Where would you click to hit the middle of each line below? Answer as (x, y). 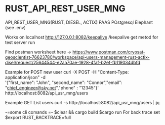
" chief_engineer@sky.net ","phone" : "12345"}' (52, 87)
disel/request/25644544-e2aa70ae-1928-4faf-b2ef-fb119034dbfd (73, 62)
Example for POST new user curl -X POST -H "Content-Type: (67, 72)
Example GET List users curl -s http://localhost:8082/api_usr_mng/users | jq (82, 102)
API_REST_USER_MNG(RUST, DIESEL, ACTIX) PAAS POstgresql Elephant (79, 22)
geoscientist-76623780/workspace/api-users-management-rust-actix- (77, 57)
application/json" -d (25, 77)
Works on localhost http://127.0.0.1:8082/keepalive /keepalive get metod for (82, 37)
